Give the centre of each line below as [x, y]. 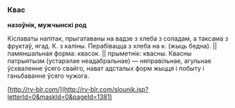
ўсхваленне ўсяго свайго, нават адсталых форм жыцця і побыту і [106, 69]
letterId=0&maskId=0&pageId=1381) [60, 97]
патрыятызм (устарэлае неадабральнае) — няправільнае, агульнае [109, 61]
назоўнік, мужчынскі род [47, 25]
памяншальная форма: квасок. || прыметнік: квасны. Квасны [100, 53]
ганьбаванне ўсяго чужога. [48, 76]
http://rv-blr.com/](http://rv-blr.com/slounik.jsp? [79, 90]
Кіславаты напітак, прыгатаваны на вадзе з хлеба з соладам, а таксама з [118, 39]
